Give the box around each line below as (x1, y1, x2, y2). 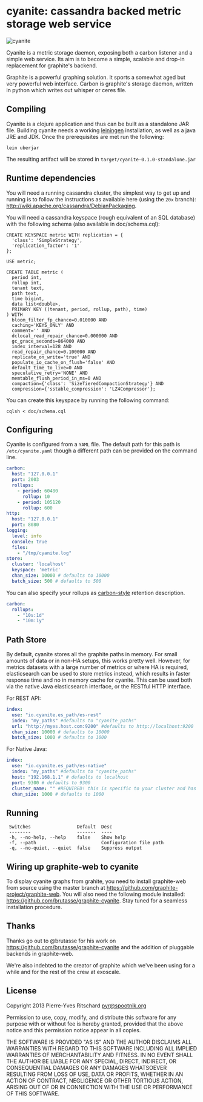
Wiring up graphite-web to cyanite (6, 861, 139, 872)
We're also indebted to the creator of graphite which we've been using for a (6, 961, 196, 969)
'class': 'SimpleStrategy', (12, 237, 83, 243)
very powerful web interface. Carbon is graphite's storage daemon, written (6, 80, 193, 87)
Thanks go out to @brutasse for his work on (6, 937, 116, 944)
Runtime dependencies (6, 173, 96, 183)
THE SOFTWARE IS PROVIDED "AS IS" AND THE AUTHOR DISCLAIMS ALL (6, 1038, 192, 1046)
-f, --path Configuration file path (8, 840, 164, 846)
